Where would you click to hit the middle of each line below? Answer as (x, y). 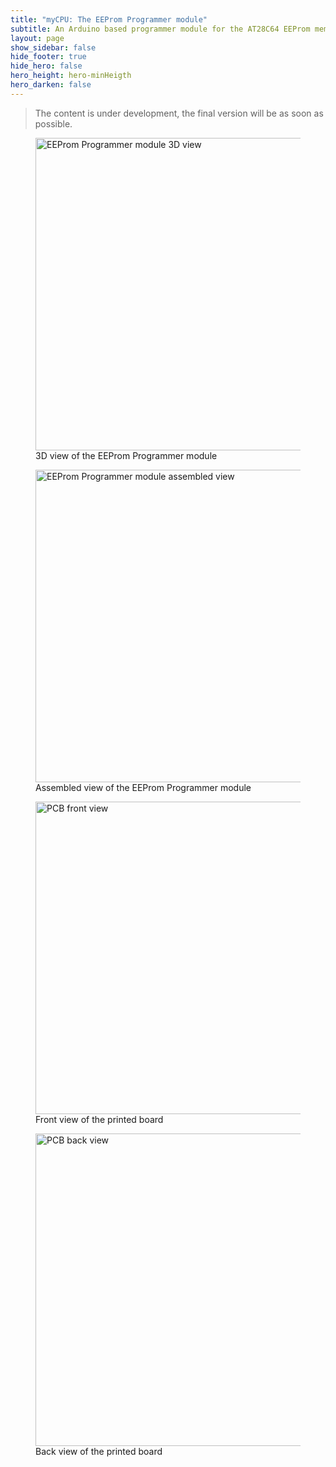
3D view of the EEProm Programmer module (126, 455)
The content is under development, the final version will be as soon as (179, 113)
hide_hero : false (46, 66)
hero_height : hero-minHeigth (71, 76)
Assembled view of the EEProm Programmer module (143, 787)
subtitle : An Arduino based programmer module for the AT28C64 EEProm (160, 29)
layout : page (37, 38)
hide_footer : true (48, 57)
